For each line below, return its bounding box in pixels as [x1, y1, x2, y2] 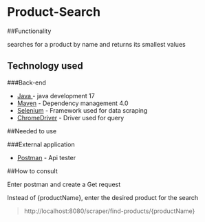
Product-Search [7, 4, 101, 20]
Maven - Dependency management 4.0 [17, 99, 129, 107]
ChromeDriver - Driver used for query [17, 113, 125, 122]
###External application [7, 140, 75, 148]
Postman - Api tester [17, 153, 76, 162]
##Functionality [7, 27, 52, 35]
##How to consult [7, 166, 58, 175]
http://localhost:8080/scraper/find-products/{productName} [23, 207, 195, 215]
